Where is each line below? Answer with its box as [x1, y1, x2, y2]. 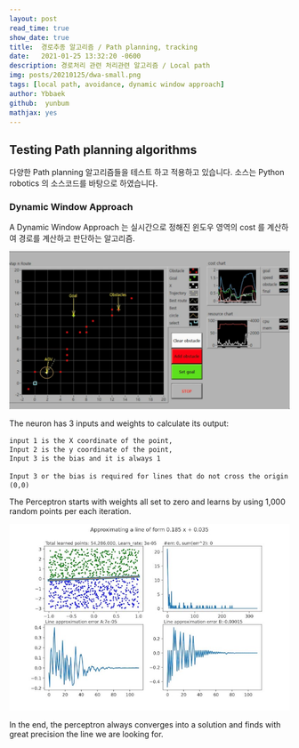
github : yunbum [9, 99, 69, 108]
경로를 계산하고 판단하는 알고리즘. [18, 233, 135, 244]
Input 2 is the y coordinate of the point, [9, 445, 174, 454]
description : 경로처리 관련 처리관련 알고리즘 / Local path [9, 61, 211, 70]
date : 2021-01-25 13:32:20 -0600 [9, 52, 141, 61]
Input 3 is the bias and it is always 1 [9, 454, 162, 462]
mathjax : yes [9, 108, 58, 117]
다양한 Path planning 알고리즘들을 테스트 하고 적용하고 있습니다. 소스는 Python [9, 167, 285, 178]
